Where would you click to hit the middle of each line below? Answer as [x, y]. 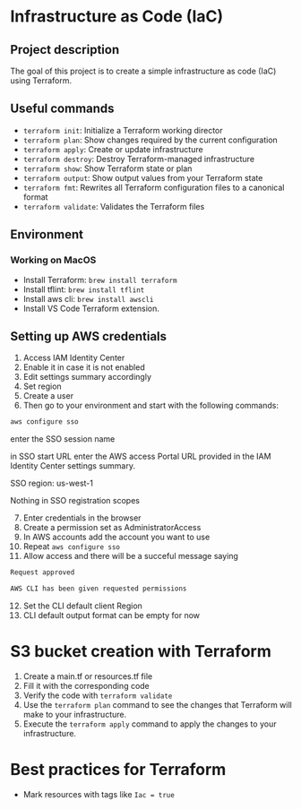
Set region [42, 386]
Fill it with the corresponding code [86, 685]
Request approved [43, 572]
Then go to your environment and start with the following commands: [150, 406]
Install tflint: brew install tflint [84, 289]
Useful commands [62, 109]
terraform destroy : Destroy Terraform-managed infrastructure [138, 159]
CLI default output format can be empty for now [112, 615]
